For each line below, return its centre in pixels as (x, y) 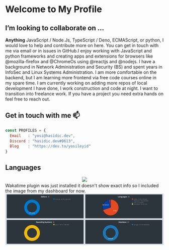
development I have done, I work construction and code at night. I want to (82, 88)
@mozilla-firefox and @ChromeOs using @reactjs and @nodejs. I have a (80, 61)
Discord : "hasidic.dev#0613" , (43, 141)
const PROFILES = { (26, 130)
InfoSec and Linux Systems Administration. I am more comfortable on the (81, 72)
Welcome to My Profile (54, 9)
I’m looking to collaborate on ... (55, 28)
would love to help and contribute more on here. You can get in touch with (82, 45)
